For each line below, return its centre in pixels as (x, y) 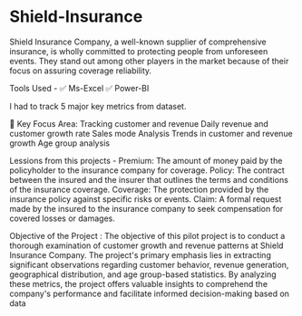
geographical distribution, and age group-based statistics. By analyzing (143, 274)
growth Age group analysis (60, 143)
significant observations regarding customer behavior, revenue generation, (149, 264)
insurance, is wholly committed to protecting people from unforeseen (139, 51)
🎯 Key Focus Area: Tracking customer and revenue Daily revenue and (139, 123)
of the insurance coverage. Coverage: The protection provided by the (139, 189)
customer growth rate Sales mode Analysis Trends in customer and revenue (151, 133)
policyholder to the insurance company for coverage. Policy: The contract (147, 170)
